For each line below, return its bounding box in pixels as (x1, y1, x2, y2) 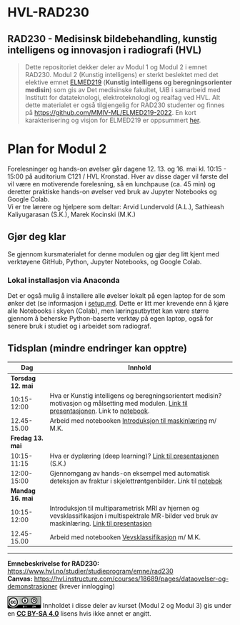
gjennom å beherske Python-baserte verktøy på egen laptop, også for (7, 314, 214, 323)
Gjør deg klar (7, 231, 66, 243)
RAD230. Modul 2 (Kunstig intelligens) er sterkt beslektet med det (24, 71, 219, 79)
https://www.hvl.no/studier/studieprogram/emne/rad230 (7, 567, 174, 576)
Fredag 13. (10, 434, 44, 443)
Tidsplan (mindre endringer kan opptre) (7, 342, 188, 354)
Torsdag (10, 374, 36, 382)
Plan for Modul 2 (7, 141, 107, 157)
